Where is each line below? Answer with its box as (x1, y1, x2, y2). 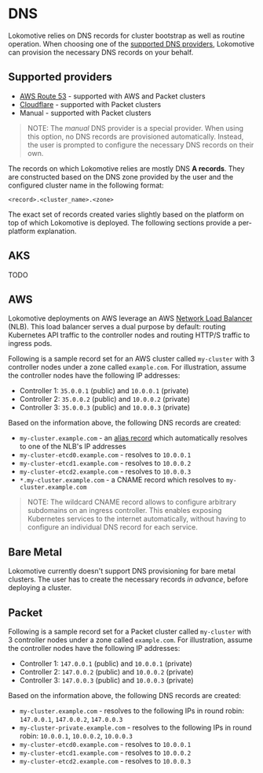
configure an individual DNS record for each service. (27, 522, 198, 532)
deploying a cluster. (8, 583, 72, 593)
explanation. (36, 226, 77, 236)
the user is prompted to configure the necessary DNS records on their (27, 139, 254, 150)
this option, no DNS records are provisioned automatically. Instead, (27, 132, 244, 141)
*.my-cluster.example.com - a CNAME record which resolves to (19, 475, 225, 485)
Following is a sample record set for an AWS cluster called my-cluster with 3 (8, 354, 255, 363)
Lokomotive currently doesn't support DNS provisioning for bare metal (8, 567, 236, 576)
